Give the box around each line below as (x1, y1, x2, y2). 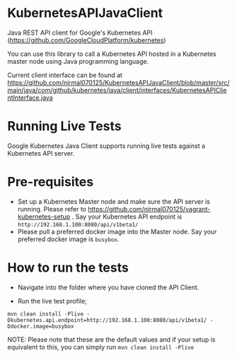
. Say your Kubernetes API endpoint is (71, 212, 183, 221)
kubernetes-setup (17, 212, 71, 221)
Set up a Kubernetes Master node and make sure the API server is (17, 197, 210, 206)
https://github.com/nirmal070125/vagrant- (88, 204, 211, 213)
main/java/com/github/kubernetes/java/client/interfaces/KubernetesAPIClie (7, 86, 227, 94)
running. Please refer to (17, 204, 87, 213)
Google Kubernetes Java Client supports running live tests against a (7, 142, 206, 150)
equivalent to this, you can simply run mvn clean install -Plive (7, 342, 195, 351)
